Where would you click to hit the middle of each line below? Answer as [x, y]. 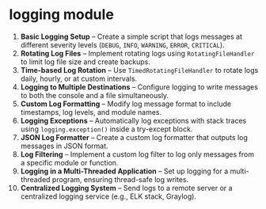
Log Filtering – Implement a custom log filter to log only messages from [137, 154]
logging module [61, 15]
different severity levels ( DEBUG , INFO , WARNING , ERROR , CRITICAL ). [122, 44]
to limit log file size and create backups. [85, 62]
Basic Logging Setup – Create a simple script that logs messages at [131, 36]
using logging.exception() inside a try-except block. [106, 129]
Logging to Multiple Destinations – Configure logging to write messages [139, 87]
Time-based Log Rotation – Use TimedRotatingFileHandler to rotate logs [139, 70]
